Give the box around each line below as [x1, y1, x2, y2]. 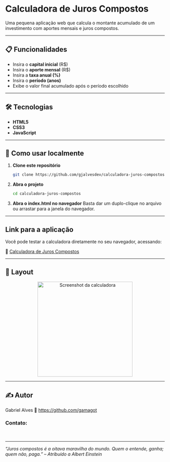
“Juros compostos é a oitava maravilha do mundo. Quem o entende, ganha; [5, 445, 164, 451]
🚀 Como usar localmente [5, 149, 84, 158]
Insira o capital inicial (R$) [12, 61, 68, 67]
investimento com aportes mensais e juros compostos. [5, 25, 119, 31]
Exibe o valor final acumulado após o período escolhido [12, 83, 129, 89]
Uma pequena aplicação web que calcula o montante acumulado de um [5, 20, 155, 26]
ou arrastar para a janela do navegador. [12, 206, 95, 212]
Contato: [5, 419, 28, 427]
